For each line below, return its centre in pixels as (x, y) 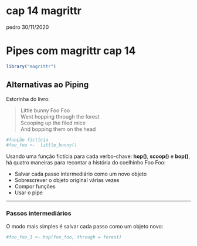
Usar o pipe (28, 193)
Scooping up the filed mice (53, 123)
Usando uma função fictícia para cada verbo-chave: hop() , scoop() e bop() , (98, 156)
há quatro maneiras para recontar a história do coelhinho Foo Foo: (86, 163)
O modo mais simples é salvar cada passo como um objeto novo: (85, 226)
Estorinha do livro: (28, 99)
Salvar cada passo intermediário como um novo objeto (81, 174)
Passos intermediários (39, 214)
